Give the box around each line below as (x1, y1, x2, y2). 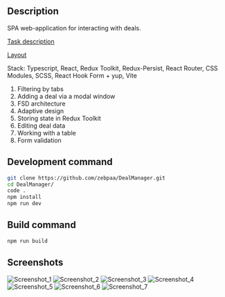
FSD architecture (17, 99, 66, 108)
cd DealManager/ (7, 181, 54, 188)
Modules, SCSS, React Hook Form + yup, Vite (7, 71, 137, 79)
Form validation (17, 136, 62, 144)
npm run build (7, 238, 48, 245)
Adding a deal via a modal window (17, 92, 116, 100)
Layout (7, 50, 27, 59)
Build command (7, 219, 76, 231)
